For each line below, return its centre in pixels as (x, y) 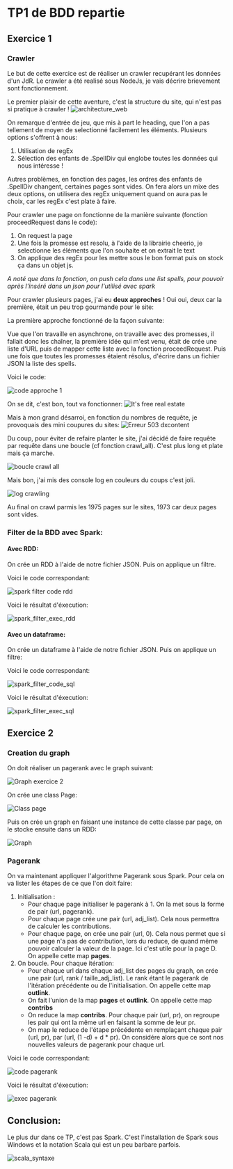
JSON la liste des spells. (42, 363)
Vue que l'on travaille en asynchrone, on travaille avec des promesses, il (111, 334)
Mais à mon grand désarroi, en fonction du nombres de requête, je (102, 417)
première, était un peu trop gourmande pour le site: (81, 307)
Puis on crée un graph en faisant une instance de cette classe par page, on (115, 822)
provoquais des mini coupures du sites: (64, 424)
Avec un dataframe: (37, 634)
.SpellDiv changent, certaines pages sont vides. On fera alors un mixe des (113, 186)
